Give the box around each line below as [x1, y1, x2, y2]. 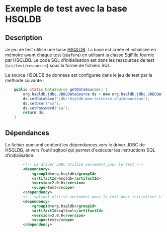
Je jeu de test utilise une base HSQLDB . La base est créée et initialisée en [5, 47, 157, 52]
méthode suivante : [5, 78, 45, 83]
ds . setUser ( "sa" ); [23, 101, 61, 106]
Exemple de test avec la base [5, 3, 128, 14]
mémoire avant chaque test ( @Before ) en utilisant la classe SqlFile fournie [5, 52, 155, 58]
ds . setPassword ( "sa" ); [23, 106, 70, 111]
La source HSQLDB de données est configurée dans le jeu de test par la [5, 72, 153, 78]
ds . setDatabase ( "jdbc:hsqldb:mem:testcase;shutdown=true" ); [23, 96, 150, 101]
